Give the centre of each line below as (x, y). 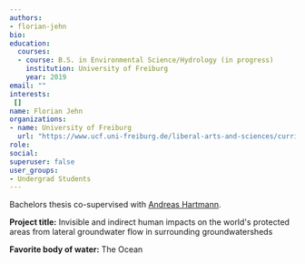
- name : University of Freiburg (70, 128)
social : (24, 153)
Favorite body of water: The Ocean (76, 249)
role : (20, 145)
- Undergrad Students (50, 178)
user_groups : (34, 170)
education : (30, 43)
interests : (30, 94)
